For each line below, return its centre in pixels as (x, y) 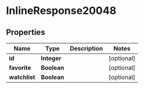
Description (86, 49)
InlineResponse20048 (61, 11)
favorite (20, 68)
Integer (51, 58)
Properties (26, 32)
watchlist (22, 77)
